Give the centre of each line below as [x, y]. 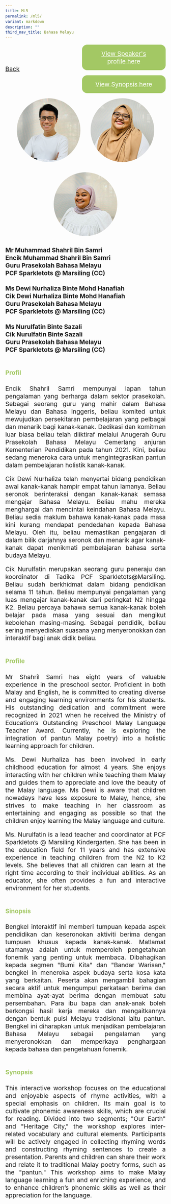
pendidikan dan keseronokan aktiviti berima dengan [85, 935]
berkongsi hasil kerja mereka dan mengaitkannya [85, 1011]
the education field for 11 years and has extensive [85, 850]
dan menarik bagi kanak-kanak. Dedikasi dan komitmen [85, 427]
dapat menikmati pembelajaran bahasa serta [96, 548]
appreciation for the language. [49, 1195]
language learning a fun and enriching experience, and [85, 1180]
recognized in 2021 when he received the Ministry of [85, 715]
